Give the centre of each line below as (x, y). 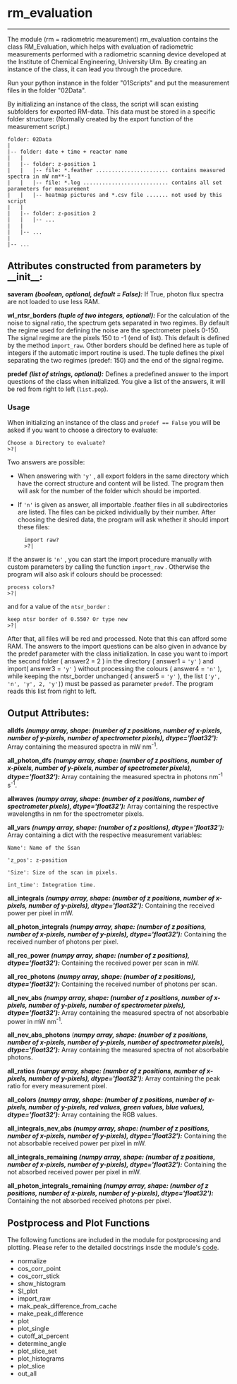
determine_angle (42, 1344)
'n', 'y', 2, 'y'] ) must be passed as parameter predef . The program (110, 684)
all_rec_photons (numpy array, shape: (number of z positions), (102, 976)
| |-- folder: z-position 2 (52, 213)
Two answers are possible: (46, 462)
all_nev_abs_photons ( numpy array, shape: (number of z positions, (108, 1035)
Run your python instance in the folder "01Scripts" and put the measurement (119, 83)
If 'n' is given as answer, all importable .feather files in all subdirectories (122, 505)
